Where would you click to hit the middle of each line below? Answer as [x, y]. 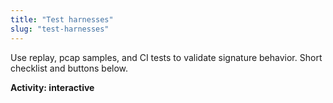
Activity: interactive [52, 87]
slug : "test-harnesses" [60, 29]
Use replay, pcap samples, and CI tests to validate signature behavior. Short [166, 57]
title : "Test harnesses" [62, 19]
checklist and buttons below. [69, 68]
